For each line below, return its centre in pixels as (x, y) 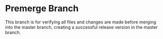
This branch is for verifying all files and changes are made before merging (81, 22)
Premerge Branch (42, 9)
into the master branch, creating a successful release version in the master (81, 27)
